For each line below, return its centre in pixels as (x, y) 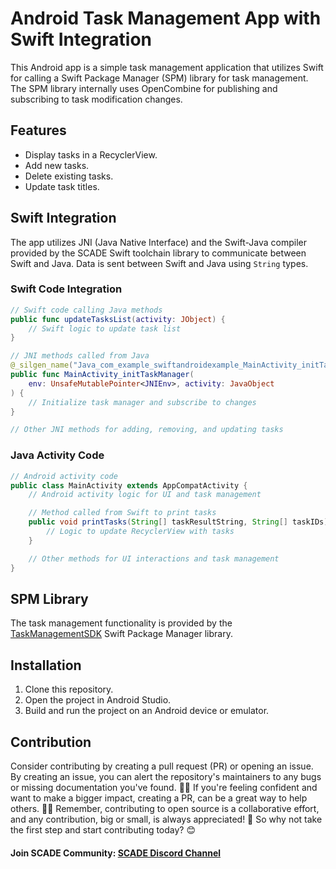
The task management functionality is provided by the (121, 623)
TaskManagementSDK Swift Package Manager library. (121, 634)
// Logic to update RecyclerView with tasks (140, 532)
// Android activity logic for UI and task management (145, 495)
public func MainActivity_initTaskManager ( (102, 375)
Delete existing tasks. (69, 176)
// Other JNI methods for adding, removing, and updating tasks (147, 430)
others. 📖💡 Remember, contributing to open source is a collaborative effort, (165, 808)
